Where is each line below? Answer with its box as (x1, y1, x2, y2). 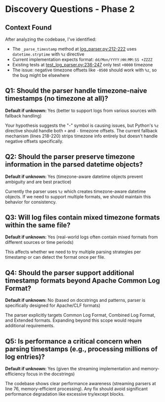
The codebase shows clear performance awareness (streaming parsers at (5, 381, 157, 387)
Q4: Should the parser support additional (5, 269, 134, 277)
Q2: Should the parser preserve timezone (5, 153, 135, 161)
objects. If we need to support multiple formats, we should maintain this (5, 193, 151, 199)
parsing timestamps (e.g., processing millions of (5, 345, 158, 353)
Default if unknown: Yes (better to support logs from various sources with (5, 108, 157, 114)
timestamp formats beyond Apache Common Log (5, 276, 161, 285)
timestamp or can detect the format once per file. (5, 254, 105, 260)
